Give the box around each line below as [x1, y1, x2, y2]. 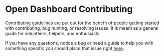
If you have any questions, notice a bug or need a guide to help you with [5, 40, 154, 46]
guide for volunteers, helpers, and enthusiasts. [5, 30, 101, 36]
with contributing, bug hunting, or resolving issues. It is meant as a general [5, 25, 159, 31]
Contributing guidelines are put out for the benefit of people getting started [5, 20, 160, 26]
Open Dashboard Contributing [5, 3, 133, 15]
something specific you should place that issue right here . [5, 45, 125, 51]
